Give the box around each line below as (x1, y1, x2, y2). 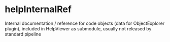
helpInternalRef (5, 4, 72, 15)
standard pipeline (5, 31, 42, 37)
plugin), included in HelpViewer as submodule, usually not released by (5, 25, 152, 31)
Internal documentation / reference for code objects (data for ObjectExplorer (5, 20, 165, 26)
